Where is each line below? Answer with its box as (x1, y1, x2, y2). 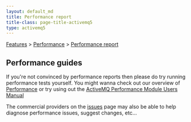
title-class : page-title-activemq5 (6, 19, 93, 25)
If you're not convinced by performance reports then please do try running (6, 74, 186, 81)
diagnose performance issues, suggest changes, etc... (6, 109, 137, 117)
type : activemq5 (6, 25, 46, 31)
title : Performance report (6, 14, 72, 20)
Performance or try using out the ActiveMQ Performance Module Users (6, 86, 178, 93)
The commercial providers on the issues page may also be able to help (6, 103, 176, 110)
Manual (6, 92, 25, 99)
